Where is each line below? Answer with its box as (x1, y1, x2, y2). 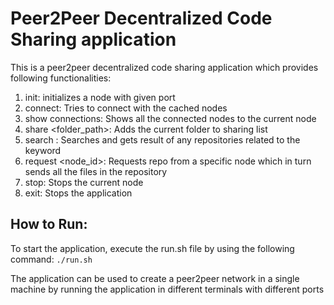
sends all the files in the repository (24, 165, 168, 177)
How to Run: (10, 216, 88, 233)
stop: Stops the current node (24, 176, 144, 188)
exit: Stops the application (24, 187, 133, 199)
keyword (24, 144, 62, 156)
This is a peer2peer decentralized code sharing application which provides (10, 61, 319, 73)
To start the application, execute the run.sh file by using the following (10, 242, 295, 254)
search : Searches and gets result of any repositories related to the (24, 133, 301, 146)
